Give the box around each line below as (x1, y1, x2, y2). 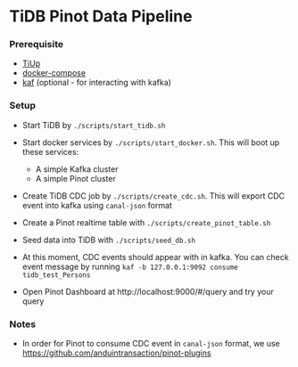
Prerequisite (9, 38, 64, 51)
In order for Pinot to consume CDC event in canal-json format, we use (21, 338, 281, 349)
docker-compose (21, 68, 87, 78)
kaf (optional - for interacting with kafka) (21, 77, 172, 88)
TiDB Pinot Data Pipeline (9, 6, 193, 27)
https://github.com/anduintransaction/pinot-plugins (21, 347, 211, 358)
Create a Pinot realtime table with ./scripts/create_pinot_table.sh (21, 216, 271, 228)
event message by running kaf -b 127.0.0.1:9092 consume (21, 261, 238, 272)
